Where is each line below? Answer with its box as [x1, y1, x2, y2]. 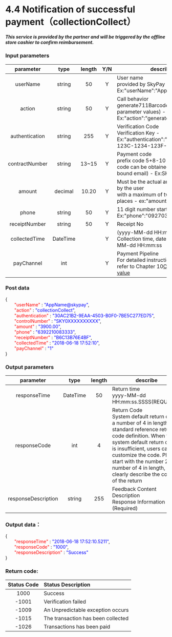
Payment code [117, 150, 152, 158]
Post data [5, 284, 30, 292]
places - [117, 197, 138, 204]
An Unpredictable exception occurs [44, 606, 129, 613]
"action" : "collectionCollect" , [14, 307, 76, 313]
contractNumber [8, 160, 48, 167]
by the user [117, 184, 144, 191]
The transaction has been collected [44, 614, 129, 622]
